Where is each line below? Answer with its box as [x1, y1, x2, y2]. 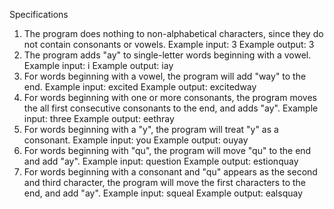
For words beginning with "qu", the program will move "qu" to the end [23, 145, 312, 156]
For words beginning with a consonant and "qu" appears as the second [23, 166, 318, 178]
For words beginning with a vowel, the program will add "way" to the [23, 70, 307, 82]
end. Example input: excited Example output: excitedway [23, 81, 257, 93]
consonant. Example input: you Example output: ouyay [23, 134, 249, 146]
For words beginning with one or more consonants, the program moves [23, 92, 317, 103]
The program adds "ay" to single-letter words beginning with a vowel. [23, 49, 312, 61]
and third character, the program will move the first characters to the [23, 177, 306, 188]
